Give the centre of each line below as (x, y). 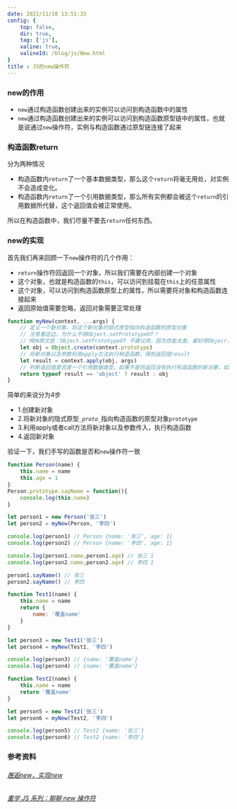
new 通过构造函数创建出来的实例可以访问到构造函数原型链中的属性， (115, 118)
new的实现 (26, 241)
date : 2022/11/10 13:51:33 (47, 14)
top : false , (37, 27)
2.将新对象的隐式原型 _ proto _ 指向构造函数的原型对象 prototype (107, 419)
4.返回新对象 (36, 437)
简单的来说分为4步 (34, 395)
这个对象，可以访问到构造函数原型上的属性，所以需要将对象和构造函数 (120, 290)
